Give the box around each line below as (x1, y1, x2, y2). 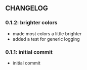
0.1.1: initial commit (5, 48, 53, 55)
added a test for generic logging (12, 36, 80, 42)
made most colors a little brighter (12, 30, 82, 37)
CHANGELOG (5, 4, 48, 13)
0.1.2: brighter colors (5, 19, 58, 26)
